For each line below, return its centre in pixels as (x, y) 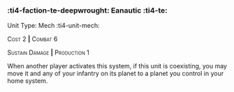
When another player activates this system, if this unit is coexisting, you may (117, 66)
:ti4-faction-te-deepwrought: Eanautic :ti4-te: (87, 10)
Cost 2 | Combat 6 (32, 39)
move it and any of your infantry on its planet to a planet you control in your (116, 74)
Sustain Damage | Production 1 (48, 53)
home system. (28, 81)
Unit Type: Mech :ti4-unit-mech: (53, 26)
